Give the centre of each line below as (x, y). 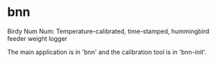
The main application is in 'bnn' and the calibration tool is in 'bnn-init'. (107, 52)
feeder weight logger (37, 38)
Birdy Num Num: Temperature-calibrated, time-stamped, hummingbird (108, 31)
